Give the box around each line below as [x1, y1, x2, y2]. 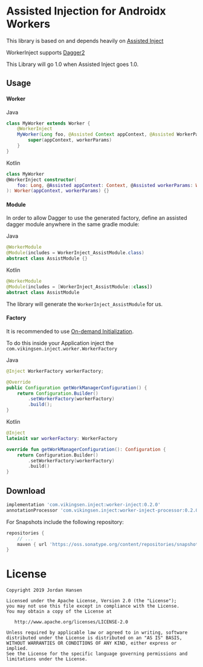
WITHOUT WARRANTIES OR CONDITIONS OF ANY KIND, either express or [6, 640, 177, 646]
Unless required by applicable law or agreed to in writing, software [6, 629, 188, 636]
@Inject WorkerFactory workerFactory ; [6, 368, 104, 374]
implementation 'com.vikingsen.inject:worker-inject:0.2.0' [6, 502, 161, 508]
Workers [6, 17, 51, 31]
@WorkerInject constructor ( [6, 177, 77, 183]
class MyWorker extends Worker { [6, 120, 91, 126]
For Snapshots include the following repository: [6, 518, 124, 525]
